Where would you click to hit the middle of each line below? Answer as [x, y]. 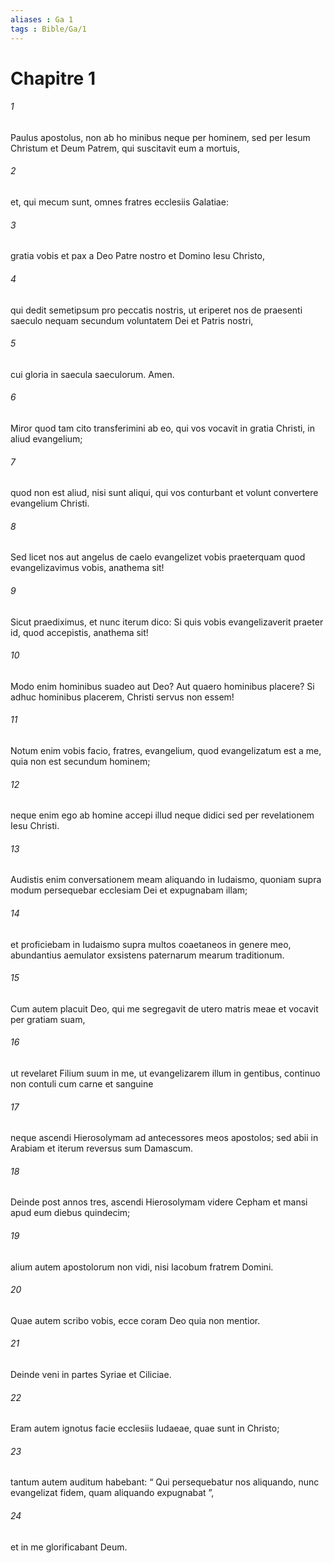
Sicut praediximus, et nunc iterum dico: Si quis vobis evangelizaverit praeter [167, 622]
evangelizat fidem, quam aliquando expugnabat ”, [112, 1493]
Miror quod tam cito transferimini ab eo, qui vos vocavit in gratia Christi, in [162, 428]
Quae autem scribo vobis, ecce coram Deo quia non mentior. [135, 1320]
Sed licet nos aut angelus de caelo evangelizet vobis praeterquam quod [158, 557]
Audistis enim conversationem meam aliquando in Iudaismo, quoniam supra [166, 880]
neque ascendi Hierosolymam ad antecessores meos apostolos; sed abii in [164, 1138]
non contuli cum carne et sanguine [82, 1083]
